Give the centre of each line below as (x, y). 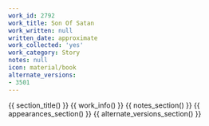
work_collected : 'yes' (46, 45)
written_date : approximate (53, 38)
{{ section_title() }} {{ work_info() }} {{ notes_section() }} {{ (104, 105)
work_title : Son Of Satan (51, 23)
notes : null (28, 61)
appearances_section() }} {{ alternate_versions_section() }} (105, 113)
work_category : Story (44, 53)
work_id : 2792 (32, 16)
